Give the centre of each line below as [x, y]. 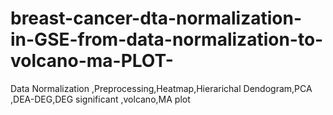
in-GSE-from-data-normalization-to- [167, 39]
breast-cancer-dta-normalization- [156, 18]
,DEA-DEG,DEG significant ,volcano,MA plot [100, 99]
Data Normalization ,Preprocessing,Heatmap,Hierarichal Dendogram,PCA [161, 88]
